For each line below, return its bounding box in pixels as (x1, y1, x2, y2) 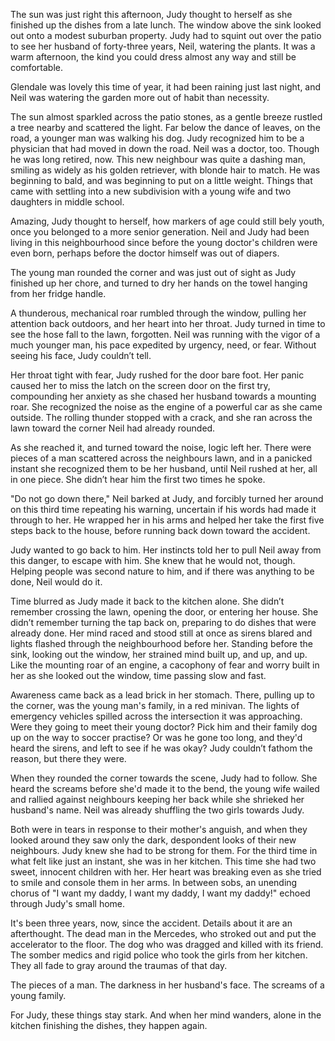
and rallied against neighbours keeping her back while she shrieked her (10, 794, 305, 805)
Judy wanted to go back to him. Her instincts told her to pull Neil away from (10, 544, 322, 556)
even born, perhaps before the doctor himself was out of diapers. (10, 247, 280, 259)
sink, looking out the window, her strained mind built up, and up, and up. (10, 649, 308, 660)
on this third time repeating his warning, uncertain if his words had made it (10, 504, 317, 515)
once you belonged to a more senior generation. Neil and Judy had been (10, 226, 310, 238)
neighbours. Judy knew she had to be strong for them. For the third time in (10, 845, 318, 856)
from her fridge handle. (10, 288, 107, 299)
